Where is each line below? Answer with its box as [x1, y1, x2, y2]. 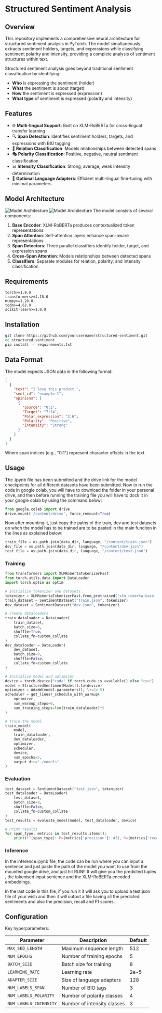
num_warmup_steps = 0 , [13, 701, 55, 706]
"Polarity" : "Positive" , [22, 418, 72, 423]
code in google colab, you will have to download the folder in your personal [5, 487, 155, 493]
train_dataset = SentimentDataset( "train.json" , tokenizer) [5, 598, 129, 603]
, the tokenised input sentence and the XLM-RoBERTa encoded [5, 874, 130, 880]
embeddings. [5, 879, 31, 884]
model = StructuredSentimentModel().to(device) [5, 683, 103, 688]
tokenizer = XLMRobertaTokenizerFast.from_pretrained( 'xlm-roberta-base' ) [5, 593, 159, 598]
